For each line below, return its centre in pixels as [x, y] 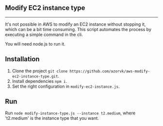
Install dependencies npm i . [39, 81]
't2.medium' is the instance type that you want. [52, 118]
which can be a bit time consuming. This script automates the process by [78, 29]
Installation [22, 59]
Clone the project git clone [40, 71]
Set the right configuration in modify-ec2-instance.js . [66, 86]
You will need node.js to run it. [35, 44]
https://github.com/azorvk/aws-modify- [110, 71]
